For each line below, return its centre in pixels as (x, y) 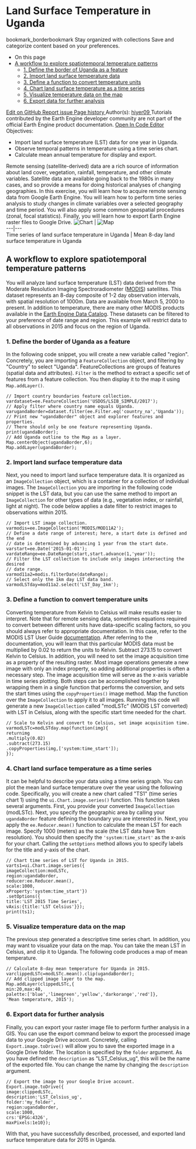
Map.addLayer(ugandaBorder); (42, 448)
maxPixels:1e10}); (28, 1123)
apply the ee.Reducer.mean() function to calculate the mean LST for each (94, 824)
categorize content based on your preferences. (63, 46)
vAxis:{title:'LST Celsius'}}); (45, 907)
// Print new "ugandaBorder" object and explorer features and (85, 417)
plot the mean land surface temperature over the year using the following (94, 787)
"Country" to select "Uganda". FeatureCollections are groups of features (93, 367)
